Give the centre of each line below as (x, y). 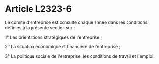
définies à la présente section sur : (40, 27)
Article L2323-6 (39, 9)
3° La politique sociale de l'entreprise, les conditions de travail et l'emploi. (80, 56)
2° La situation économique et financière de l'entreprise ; (63, 46)
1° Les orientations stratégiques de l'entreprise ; (54, 37)
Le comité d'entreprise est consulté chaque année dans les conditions (76, 22)
